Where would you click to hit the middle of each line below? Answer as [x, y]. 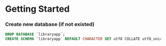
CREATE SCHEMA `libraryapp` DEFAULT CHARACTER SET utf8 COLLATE [73, 39]
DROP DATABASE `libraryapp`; [35, 34]
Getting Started [38, 9]
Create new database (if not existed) [50, 24]
